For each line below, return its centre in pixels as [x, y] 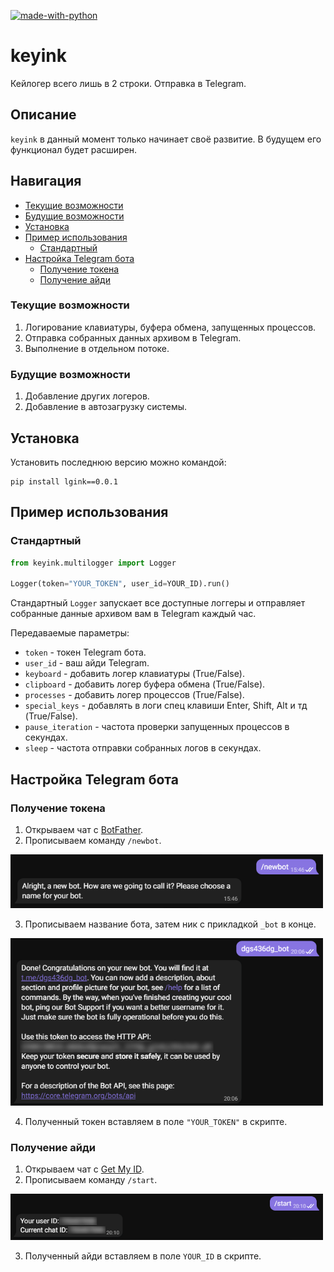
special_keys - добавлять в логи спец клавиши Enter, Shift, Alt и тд [166, 706]
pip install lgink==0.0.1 [64, 481]
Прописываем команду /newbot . [93, 840]
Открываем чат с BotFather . [84, 829]
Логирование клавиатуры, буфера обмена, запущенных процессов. [170, 327]
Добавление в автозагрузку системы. [106, 407]
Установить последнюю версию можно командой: [118, 462]
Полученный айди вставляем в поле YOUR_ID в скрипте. [143, 1256]
